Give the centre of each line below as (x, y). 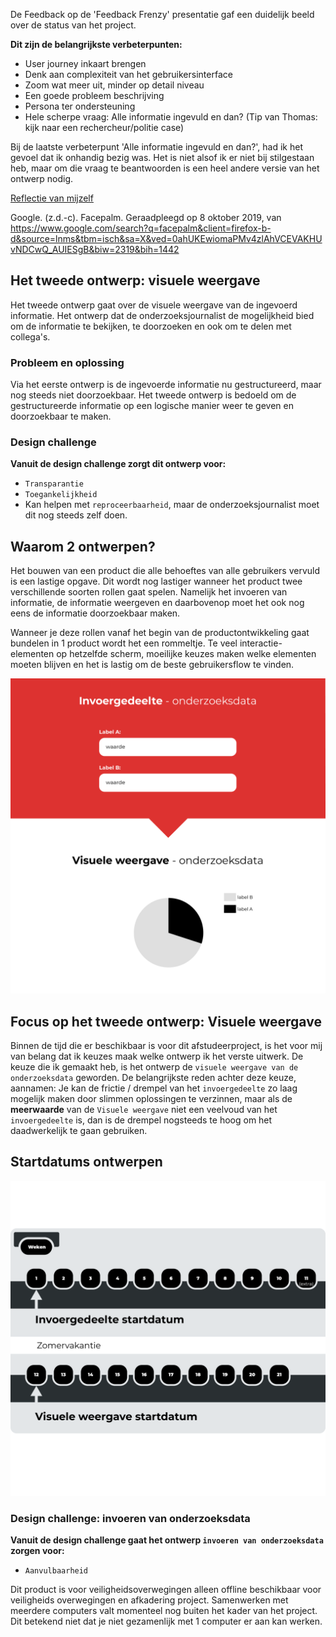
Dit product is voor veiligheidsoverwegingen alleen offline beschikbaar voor (166, 1590)
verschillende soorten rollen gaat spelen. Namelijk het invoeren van (149, 592)
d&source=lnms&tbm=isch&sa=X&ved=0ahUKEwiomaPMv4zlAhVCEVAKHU (166, 238)
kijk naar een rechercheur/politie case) (104, 127)
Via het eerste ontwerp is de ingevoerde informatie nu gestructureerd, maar (166, 385)
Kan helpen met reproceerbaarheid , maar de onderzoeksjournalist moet (172, 505)
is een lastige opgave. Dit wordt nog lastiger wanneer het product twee (156, 581)
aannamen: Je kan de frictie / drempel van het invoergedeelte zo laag (154, 1088)
